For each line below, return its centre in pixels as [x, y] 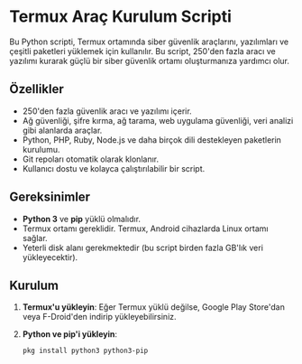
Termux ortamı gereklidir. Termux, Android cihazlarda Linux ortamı [145, 229]
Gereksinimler [50, 197]
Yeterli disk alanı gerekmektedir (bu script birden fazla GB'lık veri [143, 247]
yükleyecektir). [50, 257]
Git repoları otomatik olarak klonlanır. [91, 159]
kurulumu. [41, 149]
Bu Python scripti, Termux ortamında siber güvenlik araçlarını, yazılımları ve [149, 42]
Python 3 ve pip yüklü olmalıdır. [82, 219]
